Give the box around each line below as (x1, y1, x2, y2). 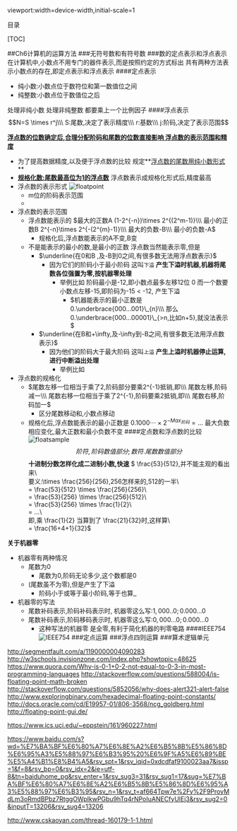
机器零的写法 (17, 597, 55, 606)
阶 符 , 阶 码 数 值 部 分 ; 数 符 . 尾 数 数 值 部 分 (75, 447, 183, 455)
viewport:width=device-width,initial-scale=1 (7, 6, 135, 14)
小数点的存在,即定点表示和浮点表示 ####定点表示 (13, 67, 157, 75)
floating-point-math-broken (7, 677, 87, 685)
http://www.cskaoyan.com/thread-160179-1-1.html (7, 815, 153, 824)
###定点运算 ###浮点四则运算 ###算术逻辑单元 (71, 632, 209, 642)
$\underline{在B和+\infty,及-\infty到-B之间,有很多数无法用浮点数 (38, 330, 225, 338)
